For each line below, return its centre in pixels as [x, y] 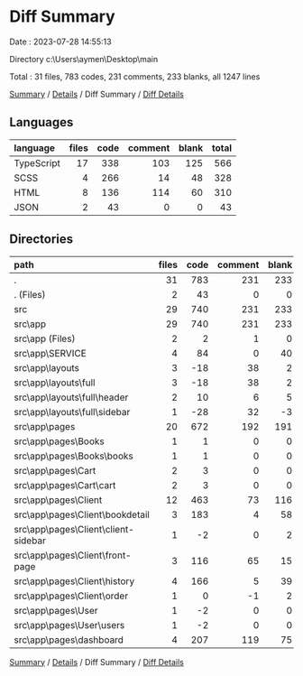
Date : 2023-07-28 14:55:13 [60, 42]
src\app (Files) [45, 338]
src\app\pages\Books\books [73, 456]
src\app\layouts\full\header [71, 397]
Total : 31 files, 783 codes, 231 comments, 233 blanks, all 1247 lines [135, 76]
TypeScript [37, 162]
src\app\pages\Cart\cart [65, 485]
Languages [41, 122]
